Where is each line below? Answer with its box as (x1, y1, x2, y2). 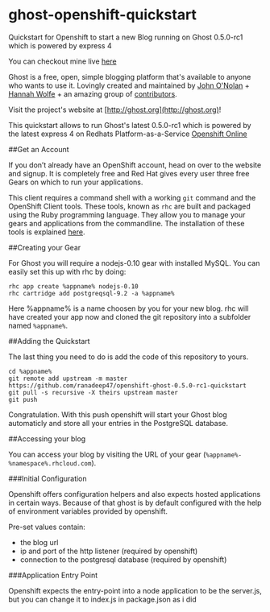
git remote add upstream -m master (8, 374, 128, 382)
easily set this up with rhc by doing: (8, 267, 127, 276)
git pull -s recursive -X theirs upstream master (8, 388, 179, 396)
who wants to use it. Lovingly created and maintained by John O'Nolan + (8, 81, 250, 90)
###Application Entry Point (8, 570, 98, 580)
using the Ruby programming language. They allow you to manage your (8, 209, 246, 219)
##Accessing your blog (8, 433, 86, 444)
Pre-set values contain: (8, 522, 86, 531)
